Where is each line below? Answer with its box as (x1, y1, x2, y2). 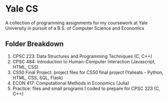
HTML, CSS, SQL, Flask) (12, 74, 64, 81)
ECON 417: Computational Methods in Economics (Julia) (12, 80, 130, 86)
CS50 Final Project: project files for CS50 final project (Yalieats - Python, (12, 69, 164, 75)
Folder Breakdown (5, 40, 64, 48)
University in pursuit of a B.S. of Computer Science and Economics (5, 25, 145, 31)
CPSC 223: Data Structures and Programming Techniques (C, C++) (12, 53, 152, 59)
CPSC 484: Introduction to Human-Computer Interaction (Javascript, (12, 59, 156, 65)
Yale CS (5, 3, 38, 15)
